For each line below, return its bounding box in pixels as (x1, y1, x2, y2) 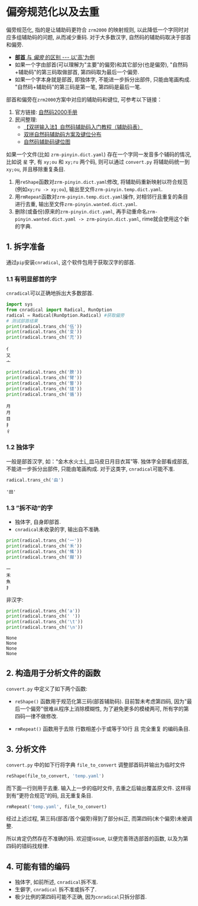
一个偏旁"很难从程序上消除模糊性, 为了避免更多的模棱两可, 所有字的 (20, 705, 184, 712)
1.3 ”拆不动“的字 (6, 504, 53, 512)
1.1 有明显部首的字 (6, 275, 57, 283)
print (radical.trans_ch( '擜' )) (6, 554, 83, 560)
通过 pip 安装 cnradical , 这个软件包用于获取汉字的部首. (6, 259, 136, 266)
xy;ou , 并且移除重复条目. (6, 166, 66, 173)
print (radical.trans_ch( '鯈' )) (6, 548, 83, 555)
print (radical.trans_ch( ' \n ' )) (6, 624, 83, 631)
